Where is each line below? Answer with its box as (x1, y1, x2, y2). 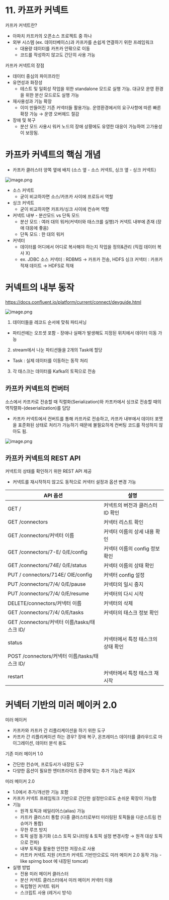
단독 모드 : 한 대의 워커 (20, 231, 64, 237)
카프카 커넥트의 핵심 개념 (5, 149, 101, 161)
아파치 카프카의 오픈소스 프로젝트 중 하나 (12, 33, 92, 39)
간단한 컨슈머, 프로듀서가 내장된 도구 (12, 761, 84, 767)
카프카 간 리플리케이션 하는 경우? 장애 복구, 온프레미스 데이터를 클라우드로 (12, 734, 157, 740)
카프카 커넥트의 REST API (5, 454, 81, 463)
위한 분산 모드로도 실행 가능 (25, 92, 79, 98)
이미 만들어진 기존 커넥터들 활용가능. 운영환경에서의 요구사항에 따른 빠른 (20, 104, 161, 111)
